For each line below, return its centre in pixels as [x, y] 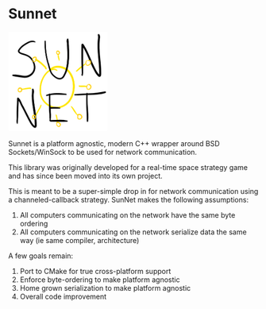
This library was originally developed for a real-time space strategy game [128, 167]
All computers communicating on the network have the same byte [127, 214]
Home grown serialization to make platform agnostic [105, 288]
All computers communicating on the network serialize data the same [133, 232]
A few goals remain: [41, 256]
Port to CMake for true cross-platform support [95, 271]
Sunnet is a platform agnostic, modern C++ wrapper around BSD [114, 143]
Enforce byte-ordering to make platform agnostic [100, 280]
